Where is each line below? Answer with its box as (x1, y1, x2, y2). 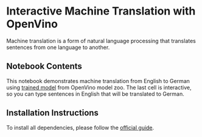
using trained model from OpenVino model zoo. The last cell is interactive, (6, 84, 192, 91)
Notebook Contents (6, 61, 82, 72)
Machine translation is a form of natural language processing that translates (6, 37, 197, 44)
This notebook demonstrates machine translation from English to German (6, 77, 190, 84)
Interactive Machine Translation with (6, 4, 196, 18)
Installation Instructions (6, 108, 99, 118)
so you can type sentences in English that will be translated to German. (6, 90, 184, 98)
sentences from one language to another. (6, 44, 110, 51)
